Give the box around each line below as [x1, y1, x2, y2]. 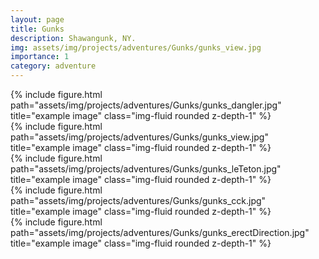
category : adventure [10, 61, 97, 71]
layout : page [10, 14, 65, 25]
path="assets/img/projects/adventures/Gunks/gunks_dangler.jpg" [10, 99, 282, 111]
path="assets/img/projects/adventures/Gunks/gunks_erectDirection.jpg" [10, 227, 310, 238]
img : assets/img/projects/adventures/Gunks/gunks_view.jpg [10, 42, 262, 53]
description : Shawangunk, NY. [10, 33, 137, 43]
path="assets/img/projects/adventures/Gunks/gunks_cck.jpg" [10, 195, 267, 206]
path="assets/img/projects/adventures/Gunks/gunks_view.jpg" [10, 131, 269, 143]
